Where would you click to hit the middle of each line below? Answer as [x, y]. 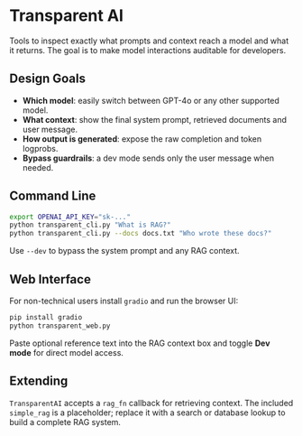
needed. [38, 167]
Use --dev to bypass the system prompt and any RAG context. [125, 251]
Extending [39, 381]
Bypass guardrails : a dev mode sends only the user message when [148, 158]
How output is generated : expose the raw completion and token [142, 139]
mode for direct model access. [67, 352]
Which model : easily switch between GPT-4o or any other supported [151, 100]
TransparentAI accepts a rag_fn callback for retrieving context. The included [151, 403]
